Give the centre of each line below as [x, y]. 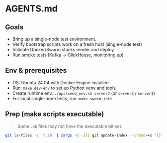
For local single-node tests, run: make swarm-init [62, 98]
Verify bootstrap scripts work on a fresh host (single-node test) [77, 44]
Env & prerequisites [36, 71]
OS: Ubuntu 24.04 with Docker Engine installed [61, 82]
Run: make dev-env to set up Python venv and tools [64, 88]
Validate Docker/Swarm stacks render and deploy [63, 50]
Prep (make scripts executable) [55, 114]
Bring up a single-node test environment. [54, 39]
